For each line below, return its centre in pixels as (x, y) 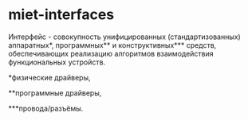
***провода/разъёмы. (46, 108)
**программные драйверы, (55, 92)
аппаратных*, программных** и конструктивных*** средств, (112, 45)
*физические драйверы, (49, 77)
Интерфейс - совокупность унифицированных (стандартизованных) (124, 37)
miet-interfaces (61, 15)
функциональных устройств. (57, 62)
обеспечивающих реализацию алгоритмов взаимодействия (111, 53)
